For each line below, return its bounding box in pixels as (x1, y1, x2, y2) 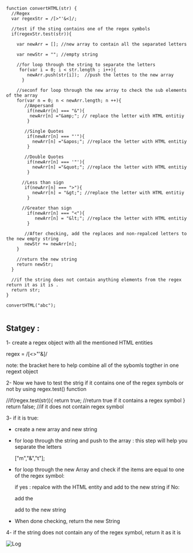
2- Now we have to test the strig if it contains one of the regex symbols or (6, 379, 184, 386)
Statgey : (6, 324, 40, 334)
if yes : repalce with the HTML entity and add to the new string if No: (14, 483, 180, 490)
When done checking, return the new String (14, 517, 120, 524)
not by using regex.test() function (6, 385, 87, 392)
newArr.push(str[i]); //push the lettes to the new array (27, 72, 174, 78)
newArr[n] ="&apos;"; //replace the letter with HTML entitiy (32, 139, 187, 145)
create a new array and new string (14, 425, 98, 432)
